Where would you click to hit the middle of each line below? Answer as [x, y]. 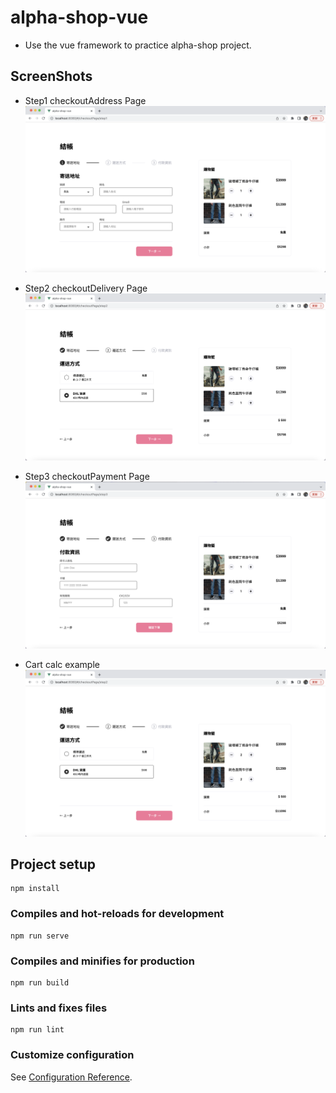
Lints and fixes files [59, 1008]
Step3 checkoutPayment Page [87, 476]
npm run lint [37, 1030]
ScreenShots [51, 76]
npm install [35, 889]
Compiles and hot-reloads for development [117, 914]
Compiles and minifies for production [102, 961]
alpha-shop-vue [79, 17]
